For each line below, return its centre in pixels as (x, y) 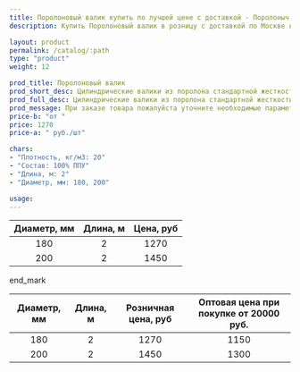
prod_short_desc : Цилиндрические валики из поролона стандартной (133, 91)
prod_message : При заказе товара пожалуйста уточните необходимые (135, 108)
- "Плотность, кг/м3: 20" (57, 157)
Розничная (150, 308)
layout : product (39, 42)
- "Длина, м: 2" (39, 174)
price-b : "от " (37, 116)
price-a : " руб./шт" (48, 133)
